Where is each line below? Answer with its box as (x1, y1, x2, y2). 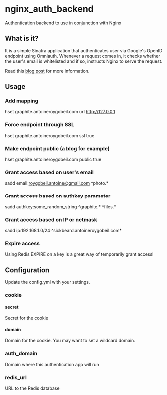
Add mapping (5, 97, 39, 104)
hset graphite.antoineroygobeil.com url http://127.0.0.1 (5, 109, 116, 115)
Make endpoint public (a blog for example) (5, 145, 110, 152)
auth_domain (5, 350, 38, 357)
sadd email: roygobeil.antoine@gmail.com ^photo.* (5, 180, 109, 186)
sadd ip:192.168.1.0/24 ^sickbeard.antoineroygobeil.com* (5, 227, 122, 233)
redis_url (5, 374, 27, 381)
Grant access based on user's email (5, 169, 94, 176)
